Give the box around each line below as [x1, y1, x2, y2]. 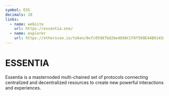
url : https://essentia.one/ [14, 26, 73, 31]
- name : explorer [10, 31, 46, 36]
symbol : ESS [5, 7, 30, 13]
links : [5, 17, 19, 22]
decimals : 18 [5, 12, 33, 17]
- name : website [10, 21, 44, 27]
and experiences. [5, 84, 41, 91]
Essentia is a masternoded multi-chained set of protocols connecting [5, 74, 148, 80]
